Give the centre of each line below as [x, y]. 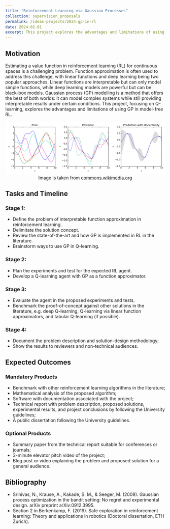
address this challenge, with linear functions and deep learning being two [82, 76]
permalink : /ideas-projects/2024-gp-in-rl [51, 21]
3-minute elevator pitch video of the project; [59, 455]
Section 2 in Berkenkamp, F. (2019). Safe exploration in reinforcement [85, 511]
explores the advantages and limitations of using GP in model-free [94, 109]
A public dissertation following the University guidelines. [71, 421]
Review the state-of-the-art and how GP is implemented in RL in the [83, 235]
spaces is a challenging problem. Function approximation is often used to [82, 71]
